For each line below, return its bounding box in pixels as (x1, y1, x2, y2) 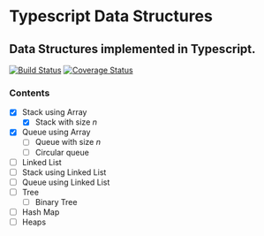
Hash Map (21, 206, 60, 217)
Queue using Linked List (21, 177, 110, 187)
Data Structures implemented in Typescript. (9, 42, 256, 57)
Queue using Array (21, 126, 91, 138)
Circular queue (34, 147, 90, 157)
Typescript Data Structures (9, 6, 214, 27)
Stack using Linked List (21, 166, 107, 178)
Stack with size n (34, 117, 98, 127)
